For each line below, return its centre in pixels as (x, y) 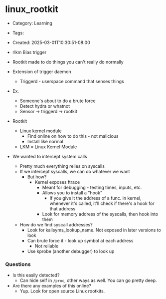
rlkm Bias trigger (29, 52)
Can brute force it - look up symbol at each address (80, 240)
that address (63, 208)
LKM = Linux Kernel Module (48, 147)
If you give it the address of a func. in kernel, (95, 198)
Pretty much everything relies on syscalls (62, 166)
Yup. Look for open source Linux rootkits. (62, 291)
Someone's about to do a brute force (58, 101)
